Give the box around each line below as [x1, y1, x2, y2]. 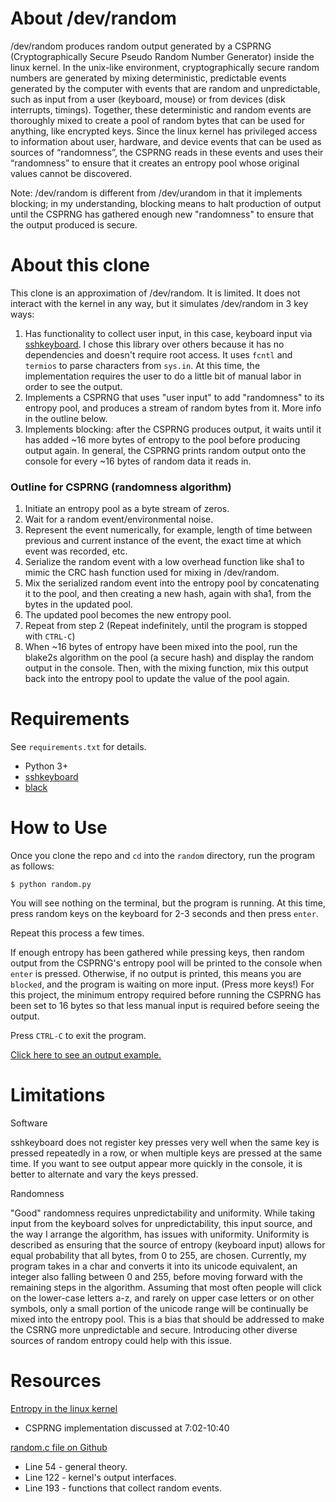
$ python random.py [10, 880, 92, 890]
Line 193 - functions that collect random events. [24, 1482, 222, 1494]
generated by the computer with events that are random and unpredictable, [10, 82, 321, 94]
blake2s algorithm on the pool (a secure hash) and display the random [24, 652, 315, 664]
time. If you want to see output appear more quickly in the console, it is [10, 1157, 303, 1169]
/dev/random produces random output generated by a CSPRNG [10, 40, 272, 52]
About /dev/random [10, 7, 177, 30]
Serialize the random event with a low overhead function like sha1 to [24, 556, 305, 568]
